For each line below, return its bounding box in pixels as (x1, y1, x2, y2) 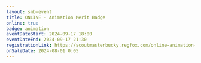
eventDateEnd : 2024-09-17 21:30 (6, 37, 87, 43)
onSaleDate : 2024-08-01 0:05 (6, 48, 79, 54)
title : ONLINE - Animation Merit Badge (6, 14, 106, 20)
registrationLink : (6, 43, 52, 49)
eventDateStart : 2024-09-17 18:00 (6, 31, 93, 37)
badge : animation (6, 25, 50, 32)
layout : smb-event (6, 8, 52, 15)
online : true (6, 20, 39, 26)
